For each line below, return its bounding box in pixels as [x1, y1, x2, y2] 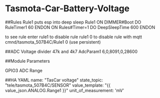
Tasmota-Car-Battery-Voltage [5, 3, 130, 14]
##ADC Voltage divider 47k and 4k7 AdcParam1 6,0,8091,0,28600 [5, 49, 138, 54]
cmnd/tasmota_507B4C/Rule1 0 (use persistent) [5, 39, 101, 45]
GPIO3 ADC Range [5, 67, 43, 73]
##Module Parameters [5, 58, 50, 64]
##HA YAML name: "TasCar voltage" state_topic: [5, 77, 103, 83]
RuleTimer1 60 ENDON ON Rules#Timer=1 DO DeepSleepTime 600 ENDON [5, 24, 155, 30]
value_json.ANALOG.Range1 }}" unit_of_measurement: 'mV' [5, 87, 124, 93]
